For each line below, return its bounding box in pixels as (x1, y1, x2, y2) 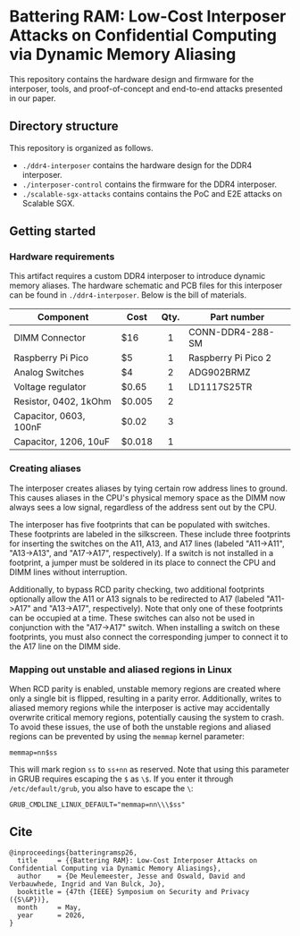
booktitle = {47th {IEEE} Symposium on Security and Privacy (17, 887, 250, 896)
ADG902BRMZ (188, 367, 252, 379)
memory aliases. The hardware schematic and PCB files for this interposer (9, 280, 283, 291)
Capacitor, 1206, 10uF (13, 435, 110, 448)
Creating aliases (9, 462, 82, 475)
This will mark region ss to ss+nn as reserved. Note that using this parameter (9, 764, 290, 775)
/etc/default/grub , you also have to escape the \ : (9, 783, 194, 794)
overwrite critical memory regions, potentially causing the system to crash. (9, 713, 284, 723)
